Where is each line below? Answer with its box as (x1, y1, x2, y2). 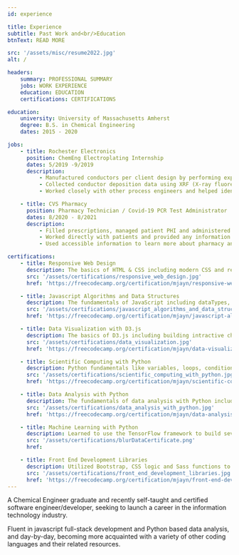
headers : (7, 69, 33, 76)
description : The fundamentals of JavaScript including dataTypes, (26, 299, 231, 307)
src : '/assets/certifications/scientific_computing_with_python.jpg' (26, 372, 237, 379)
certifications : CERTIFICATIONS (20, 96, 116, 103)
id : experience (7, 10, 53, 18)
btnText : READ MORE (7, 36, 65, 44)
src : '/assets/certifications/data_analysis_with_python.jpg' (26, 404, 215, 411)
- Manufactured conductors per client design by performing (38, 174, 221, 182)
